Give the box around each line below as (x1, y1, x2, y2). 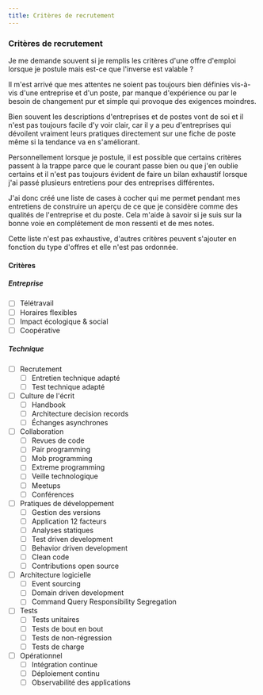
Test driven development (31, 534, 113, 543)
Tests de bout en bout (31, 624, 104, 633)
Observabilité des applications (31, 678, 131, 687)
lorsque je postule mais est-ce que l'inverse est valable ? (8, 64, 194, 74)
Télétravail (19, 298, 54, 308)
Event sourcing (31, 579, 81, 589)
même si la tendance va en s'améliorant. (8, 136, 140, 147)
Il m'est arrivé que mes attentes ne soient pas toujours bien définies (8, 79, 230, 89)
